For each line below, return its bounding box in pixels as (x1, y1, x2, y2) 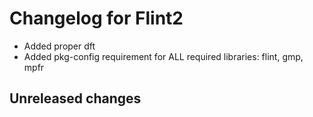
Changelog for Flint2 (9, 7, 184, 30)
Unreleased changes (9, 90, 142, 107)
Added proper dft (23, 40, 96, 52)
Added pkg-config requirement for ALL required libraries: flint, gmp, (23, 50, 304, 62)
